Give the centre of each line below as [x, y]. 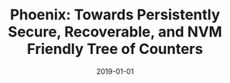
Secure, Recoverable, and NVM [115, 32]
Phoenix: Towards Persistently [115, 15]
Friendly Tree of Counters [115, 49]
